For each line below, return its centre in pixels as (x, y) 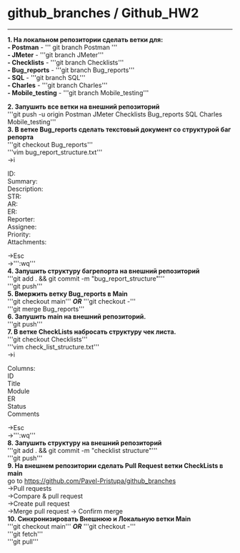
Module (19, 391)
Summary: (22, 181)
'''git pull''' (23, 542)
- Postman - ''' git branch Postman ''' (62, 47)
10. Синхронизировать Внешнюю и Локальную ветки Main (99, 519)
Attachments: (27, 241)
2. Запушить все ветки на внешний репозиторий (84, 106)
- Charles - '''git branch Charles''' (57, 85)
